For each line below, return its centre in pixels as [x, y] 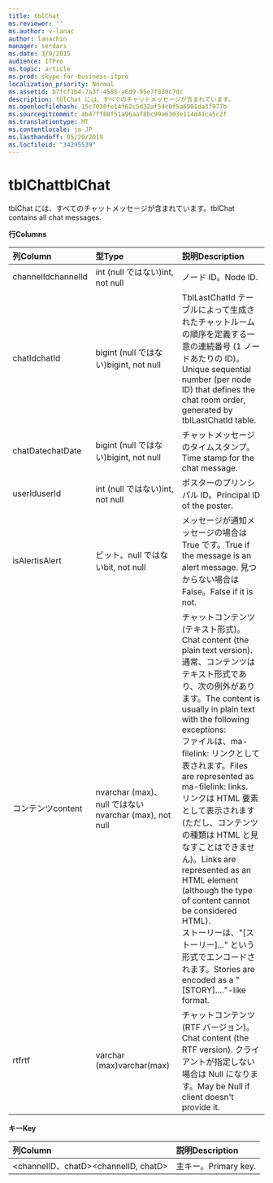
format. [195, 1001]
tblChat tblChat [60, 185]
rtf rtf [22, 1061]
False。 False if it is [217, 592]
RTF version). [207, 1049]
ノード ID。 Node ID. [220, 278]
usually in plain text [219, 709]
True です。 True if [216, 545]
